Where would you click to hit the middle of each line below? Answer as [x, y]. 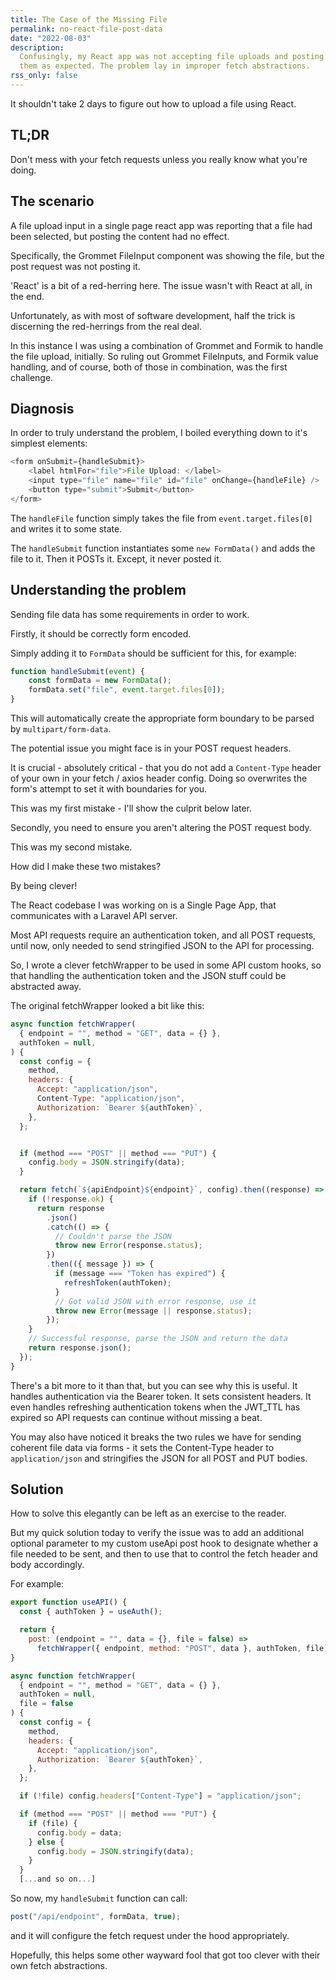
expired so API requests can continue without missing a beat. [136, 1417]
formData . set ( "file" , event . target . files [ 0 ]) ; [127, 690]
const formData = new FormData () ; [100, 681]
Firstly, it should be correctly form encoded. [101, 633]
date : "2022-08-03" [51, 38]
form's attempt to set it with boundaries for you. [109, 789]
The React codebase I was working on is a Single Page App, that [143, 905]
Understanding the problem [98, 590]
